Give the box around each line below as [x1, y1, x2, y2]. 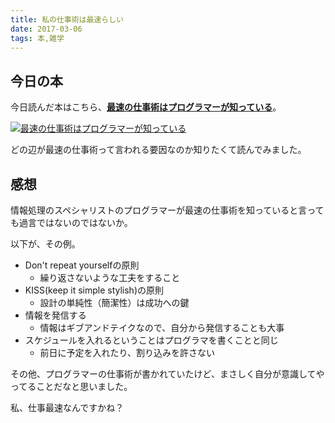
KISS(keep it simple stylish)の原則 [24, 284, 164, 296]
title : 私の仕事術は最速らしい [10, 14, 124, 25]
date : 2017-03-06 [10, 24, 83, 34]
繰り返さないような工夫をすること [39, 272, 181, 283]
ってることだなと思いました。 [10, 381, 133, 392]
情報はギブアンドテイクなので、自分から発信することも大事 [39, 322, 285, 333]
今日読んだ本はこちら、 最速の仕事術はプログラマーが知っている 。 [10, 101, 282, 113]
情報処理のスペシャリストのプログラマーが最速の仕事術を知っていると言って [10, 204, 325, 216]
